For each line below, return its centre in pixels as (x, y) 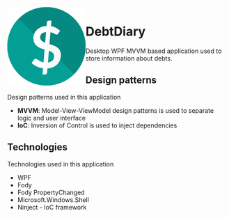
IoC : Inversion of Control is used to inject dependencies (97, 125)
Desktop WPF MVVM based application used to (154, 51)
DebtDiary (116, 32)
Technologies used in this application (61, 164)
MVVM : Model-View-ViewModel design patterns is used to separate (116, 110)
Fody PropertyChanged (51, 192)
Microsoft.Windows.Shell (53, 200)
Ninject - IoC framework (52, 207)
